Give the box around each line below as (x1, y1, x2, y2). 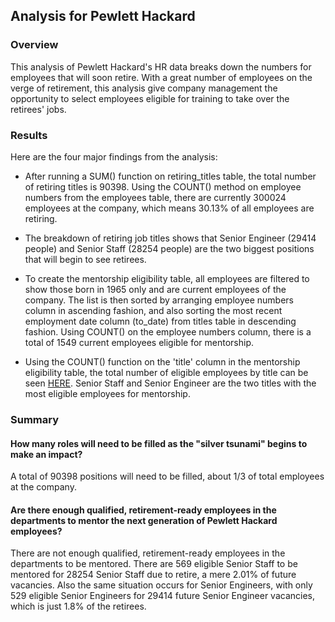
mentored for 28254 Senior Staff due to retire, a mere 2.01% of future (10, 569, 297, 581)
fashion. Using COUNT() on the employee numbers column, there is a (24, 325, 312, 338)
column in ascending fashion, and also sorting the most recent (24, 304, 283, 316)
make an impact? (10, 448, 83, 460)
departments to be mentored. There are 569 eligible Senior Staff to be (10, 558, 298, 570)
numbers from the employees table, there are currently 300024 (24, 191, 287, 203)
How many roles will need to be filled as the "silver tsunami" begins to (10, 437, 308, 449)
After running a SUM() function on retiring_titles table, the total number (24, 170, 317, 182)
